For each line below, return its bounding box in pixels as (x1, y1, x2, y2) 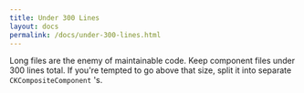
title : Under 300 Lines (9, 13, 100, 23)
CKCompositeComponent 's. (9, 75, 103, 86)
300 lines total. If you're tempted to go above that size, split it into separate (9, 65, 292, 76)
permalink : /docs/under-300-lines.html (9, 30, 162, 39)
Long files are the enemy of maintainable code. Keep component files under (9, 56, 296, 67)
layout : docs (9, 22, 59, 31)
